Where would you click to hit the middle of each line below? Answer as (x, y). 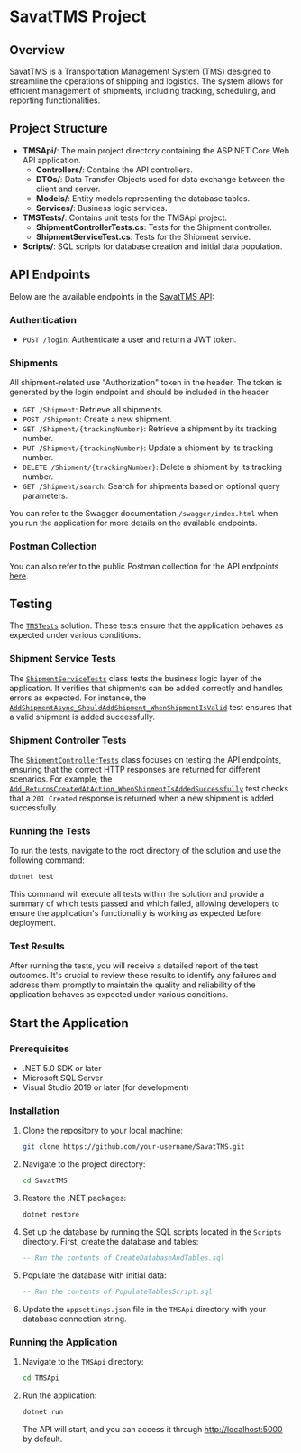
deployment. (32, 923)
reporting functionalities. (55, 100)
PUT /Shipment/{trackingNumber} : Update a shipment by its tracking (148, 448)
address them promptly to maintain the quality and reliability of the (133, 985)
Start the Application (69, 1023)
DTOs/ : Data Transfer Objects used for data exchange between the (160, 179)
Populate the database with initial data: (94, 1275)
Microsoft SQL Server (63, 1078)
